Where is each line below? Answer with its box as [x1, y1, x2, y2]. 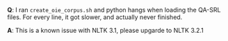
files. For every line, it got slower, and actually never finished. [7, 13, 183, 21]
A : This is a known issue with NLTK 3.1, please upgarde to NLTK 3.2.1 [7, 27, 204, 34]
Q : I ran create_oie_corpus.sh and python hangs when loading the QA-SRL [7, 6, 221, 14]
